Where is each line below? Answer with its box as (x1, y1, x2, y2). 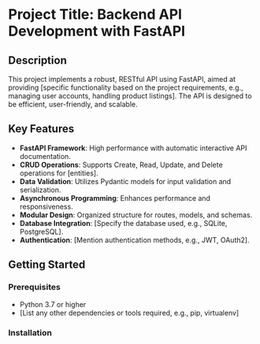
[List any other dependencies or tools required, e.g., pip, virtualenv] (19, 308, 240, 317)
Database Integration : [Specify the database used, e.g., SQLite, (19, 218, 228, 227)
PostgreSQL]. (19, 227, 64, 236)
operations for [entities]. (19, 168, 98, 178)
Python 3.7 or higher (19, 299, 87, 309)
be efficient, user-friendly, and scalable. (8, 100, 138, 109)
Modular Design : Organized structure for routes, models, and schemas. (19, 210, 253, 220)
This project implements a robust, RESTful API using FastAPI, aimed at (8, 75, 236, 83)
